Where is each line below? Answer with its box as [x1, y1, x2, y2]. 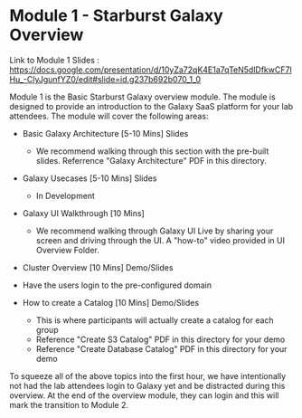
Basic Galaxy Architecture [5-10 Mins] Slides [22, 128, 189, 138]
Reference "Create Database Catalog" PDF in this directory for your [35, 343, 288, 354]
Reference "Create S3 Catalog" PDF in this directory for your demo [35, 334, 286, 345]
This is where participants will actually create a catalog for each [35, 314, 274, 326]
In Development [35, 190, 95, 201]
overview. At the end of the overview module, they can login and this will [9, 390, 279, 401]
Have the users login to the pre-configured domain [22, 280, 212, 290]
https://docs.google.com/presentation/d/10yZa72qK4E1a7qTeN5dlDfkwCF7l [9, 64, 292, 75]
